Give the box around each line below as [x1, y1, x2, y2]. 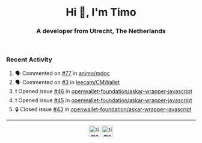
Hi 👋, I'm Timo [66, 5, 136, 19]
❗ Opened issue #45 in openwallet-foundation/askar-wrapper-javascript [14, 96, 192, 104]
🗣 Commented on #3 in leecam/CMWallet [14, 78, 120, 86]
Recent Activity [6, 55, 53, 64]
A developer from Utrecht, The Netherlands [36, 27, 166, 35]
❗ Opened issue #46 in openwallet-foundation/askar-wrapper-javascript [14, 87, 192, 95]
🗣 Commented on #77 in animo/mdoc [14, 69, 110, 77]
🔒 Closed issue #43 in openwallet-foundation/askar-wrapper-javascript [14, 105, 192, 113]
